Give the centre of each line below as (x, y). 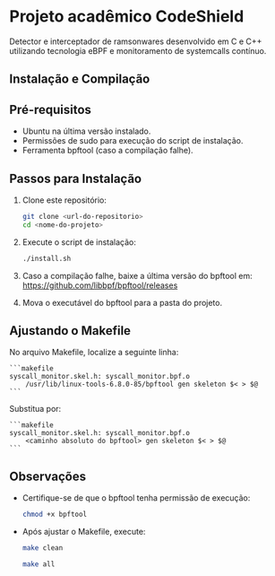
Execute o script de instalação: (79, 242)
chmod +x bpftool (55, 515)
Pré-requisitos (51, 109)
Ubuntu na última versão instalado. (86, 131)
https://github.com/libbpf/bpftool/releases (100, 285)
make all (39, 564)
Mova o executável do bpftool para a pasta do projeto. (122, 302)
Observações (48, 476)
